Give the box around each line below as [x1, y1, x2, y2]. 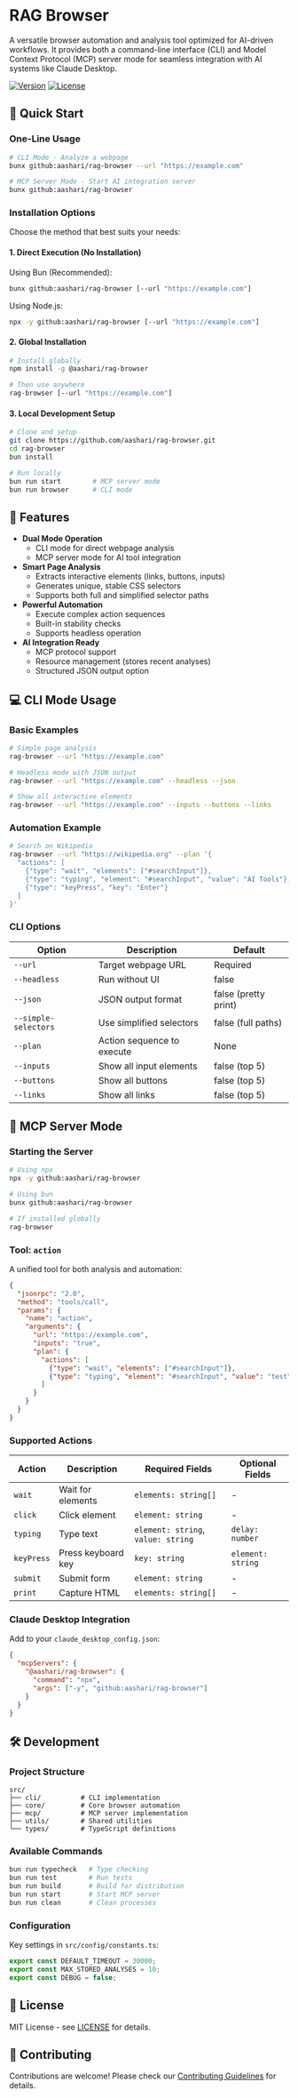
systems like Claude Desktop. [9, 63, 118, 74]
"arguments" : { [25, 1322, 82, 1332]
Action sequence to [98, 1034, 180, 1046]
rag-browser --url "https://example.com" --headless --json [9, 776, 237, 785]
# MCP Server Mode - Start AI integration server [9, 177, 197, 187]
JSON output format [98, 993, 183, 1005]
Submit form [59, 1573, 111, 1585]
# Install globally [9, 356, 82, 365]
